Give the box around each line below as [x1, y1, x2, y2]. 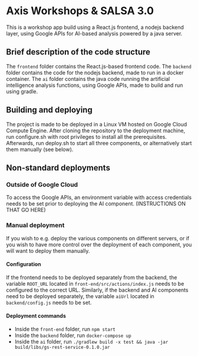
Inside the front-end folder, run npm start [14, 325, 116, 332]
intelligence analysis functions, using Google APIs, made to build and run [6, 81, 183, 89]
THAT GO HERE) [6, 207, 46, 214]
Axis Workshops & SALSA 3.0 [6, 4, 154, 18]
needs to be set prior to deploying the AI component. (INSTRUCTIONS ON [6, 200, 186, 207]
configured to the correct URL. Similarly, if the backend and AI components [6, 286, 189, 293]
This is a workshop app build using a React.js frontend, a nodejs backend [6, 24, 184, 31]
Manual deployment [6, 221, 65, 230]
